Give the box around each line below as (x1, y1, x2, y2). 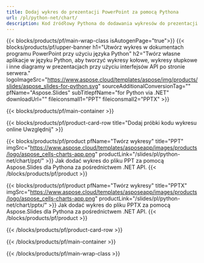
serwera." (6, 70, 31, 77)
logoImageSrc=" (6, 76, 48, 83)
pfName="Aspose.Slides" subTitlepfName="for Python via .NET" (6, 89, 169, 97)
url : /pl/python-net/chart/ (6, 15, 78, 21)
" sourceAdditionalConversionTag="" (98, 83, 191, 90)
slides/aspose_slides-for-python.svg (6, 83, 99, 90)
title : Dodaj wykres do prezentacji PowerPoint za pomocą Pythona (6, 9, 179, 15)
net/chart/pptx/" (6, 201, 48, 209)
